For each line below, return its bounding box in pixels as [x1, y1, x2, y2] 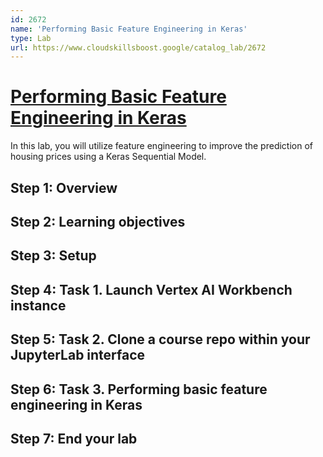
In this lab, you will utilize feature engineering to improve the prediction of [10, 140, 313, 152]
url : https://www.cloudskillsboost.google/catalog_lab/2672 [10, 42, 267, 53]
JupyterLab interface [10, 347, 146, 364]
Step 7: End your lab [10, 430, 138, 447]
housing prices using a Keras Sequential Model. [10, 151, 207, 163]
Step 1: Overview [10, 179, 118, 196]
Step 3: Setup [10, 247, 97, 265]
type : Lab [10, 33, 52, 43]
